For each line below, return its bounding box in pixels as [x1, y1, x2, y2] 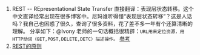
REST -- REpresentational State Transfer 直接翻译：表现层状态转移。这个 [12, 5, 194, 12]
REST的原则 [12, 42, 42, 50]
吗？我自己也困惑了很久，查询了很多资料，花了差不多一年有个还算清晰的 [12, 20, 193, 27]
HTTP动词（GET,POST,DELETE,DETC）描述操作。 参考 [12, 35, 130, 42]
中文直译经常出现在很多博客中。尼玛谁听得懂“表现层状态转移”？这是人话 [12, 13, 193, 20]
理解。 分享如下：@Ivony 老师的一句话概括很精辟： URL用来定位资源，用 [12, 27, 185, 35]
